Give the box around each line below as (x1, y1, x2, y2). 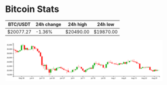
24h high (67, 21, 87, 27)
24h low (96, 21, 114, 27)
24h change (35, 21, 61, 27)
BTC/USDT (8, 21, 31, 27)
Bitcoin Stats (5, 3, 59, 15)
